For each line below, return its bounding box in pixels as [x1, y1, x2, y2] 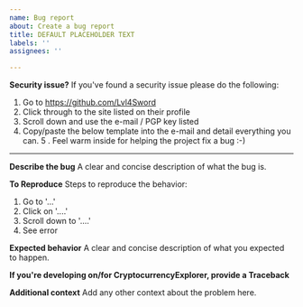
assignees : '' [9, 47, 63, 56]
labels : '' [9, 38, 50, 48]
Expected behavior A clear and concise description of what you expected [9, 243, 285, 254]
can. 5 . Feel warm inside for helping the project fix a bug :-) [22, 135, 246, 146]
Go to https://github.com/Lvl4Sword [22, 97, 156, 108]
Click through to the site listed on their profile [22, 107, 191, 117]
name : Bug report [9, 13, 75, 23]
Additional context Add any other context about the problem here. [9, 287, 257, 298]
